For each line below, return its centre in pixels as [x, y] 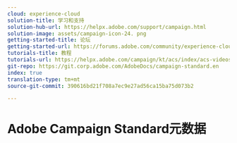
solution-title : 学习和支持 [46, 20]
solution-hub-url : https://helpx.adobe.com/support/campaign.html [107, 27]
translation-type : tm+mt [44, 79]
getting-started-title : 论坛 [49, 40]
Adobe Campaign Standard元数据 [107, 129]
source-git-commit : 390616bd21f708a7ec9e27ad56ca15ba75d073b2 [101, 86]
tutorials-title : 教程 [39, 54]
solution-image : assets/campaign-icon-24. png [77, 33]
